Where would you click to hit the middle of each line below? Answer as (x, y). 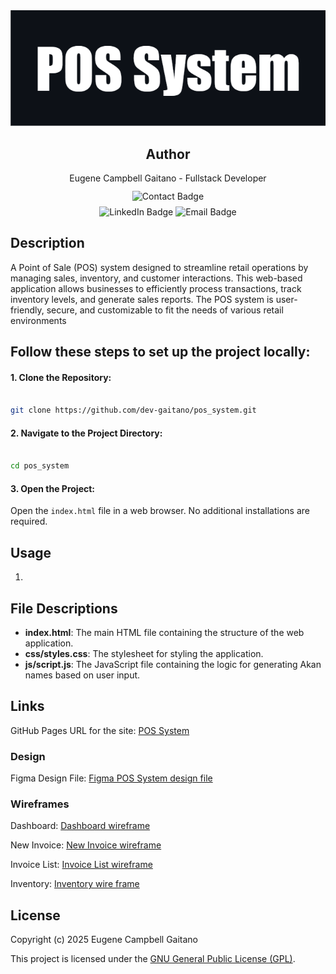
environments (38, 320)
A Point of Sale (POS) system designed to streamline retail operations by (159, 267)
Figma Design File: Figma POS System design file (111, 778)
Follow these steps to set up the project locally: (160, 352)
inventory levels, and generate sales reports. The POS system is (142, 299)
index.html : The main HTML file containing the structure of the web (164, 633)
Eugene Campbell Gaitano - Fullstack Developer (168, 178)
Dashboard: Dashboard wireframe (80, 826)
